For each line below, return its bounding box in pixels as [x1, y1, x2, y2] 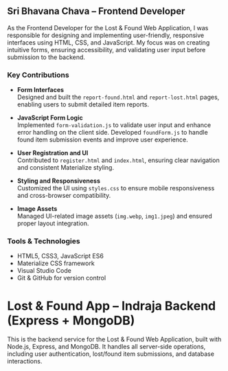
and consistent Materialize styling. [16, 164, 115, 172]
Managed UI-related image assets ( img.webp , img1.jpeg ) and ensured [16, 212, 213, 221]
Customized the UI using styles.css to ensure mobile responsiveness [16, 184, 215, 192]
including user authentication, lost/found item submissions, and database [7, 350, 215, 358]
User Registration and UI [16, 149, 89, 157]
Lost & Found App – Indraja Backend [7, 298, 216, 313]
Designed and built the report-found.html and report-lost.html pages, [16, 93, 220, 102]
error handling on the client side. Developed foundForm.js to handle [16, 128, 208, 137]
